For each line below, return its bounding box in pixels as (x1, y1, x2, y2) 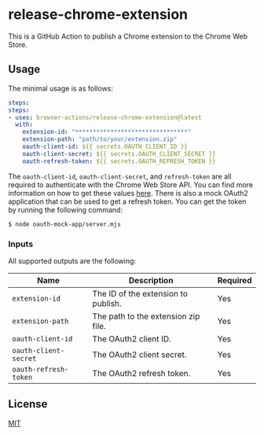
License (8, 397, 48, 411)
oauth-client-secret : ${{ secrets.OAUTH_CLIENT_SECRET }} (22, 149, 216, 158)
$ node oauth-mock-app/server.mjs (8, 220, 122, 228)
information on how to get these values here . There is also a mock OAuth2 (8, 188, 249, 197)
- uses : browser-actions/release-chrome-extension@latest (8, 113, 202, 121)
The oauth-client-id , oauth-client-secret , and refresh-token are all (8, 171, 232, 181)
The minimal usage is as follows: (8, 83, 114, 93)
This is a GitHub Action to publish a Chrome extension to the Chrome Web (8, 31, 247, 41)
